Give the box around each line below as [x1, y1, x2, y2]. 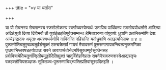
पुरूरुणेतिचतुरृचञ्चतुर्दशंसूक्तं [5, 42, 50, 47]
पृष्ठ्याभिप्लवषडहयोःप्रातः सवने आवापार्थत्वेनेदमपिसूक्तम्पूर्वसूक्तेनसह [5, 47, 108, 53]
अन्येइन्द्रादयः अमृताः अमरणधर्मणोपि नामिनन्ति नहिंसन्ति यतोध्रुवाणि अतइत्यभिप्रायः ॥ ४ [5, 36, 137, 42]
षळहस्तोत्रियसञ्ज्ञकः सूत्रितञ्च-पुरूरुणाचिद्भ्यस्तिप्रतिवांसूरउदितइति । [5, 58, 114, 64]
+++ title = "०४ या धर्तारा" [5, 5, 53, 11]
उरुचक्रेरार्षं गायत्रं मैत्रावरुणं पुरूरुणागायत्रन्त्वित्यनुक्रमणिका [50, 42, 142, 47]
